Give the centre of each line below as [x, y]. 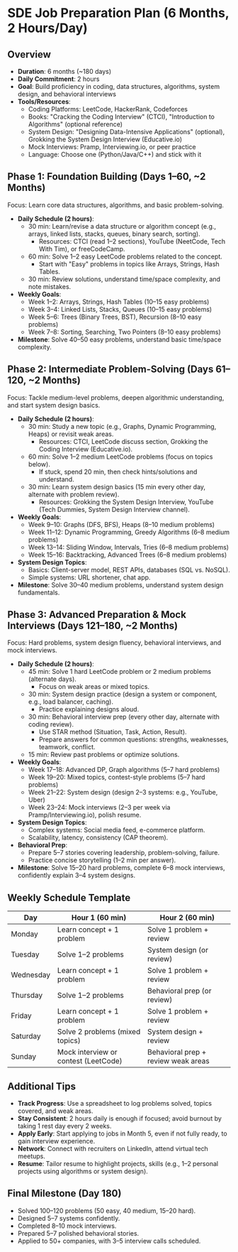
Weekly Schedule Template [69, 897]
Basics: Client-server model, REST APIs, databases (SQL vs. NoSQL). [129, 570]
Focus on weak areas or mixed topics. [94, 687]
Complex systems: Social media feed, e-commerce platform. [117, 830]
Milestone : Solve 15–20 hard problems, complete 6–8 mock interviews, [121, 868]
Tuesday [25, 954]
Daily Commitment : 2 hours [58, 79]
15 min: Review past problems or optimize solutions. [104, 755]
